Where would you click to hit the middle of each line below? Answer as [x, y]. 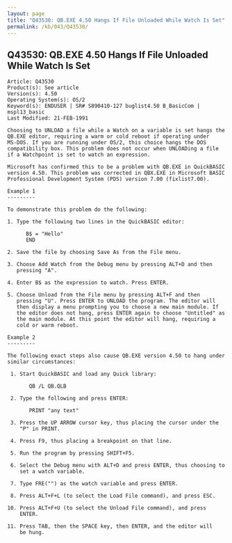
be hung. [32, 533]
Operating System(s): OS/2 [46, 100]
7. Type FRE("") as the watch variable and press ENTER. [94, 484]
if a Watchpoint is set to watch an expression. [79, 155]
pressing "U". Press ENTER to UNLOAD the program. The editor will [116, 301]
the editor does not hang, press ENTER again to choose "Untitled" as [121, 313]
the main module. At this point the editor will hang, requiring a [116, 320]
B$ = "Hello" [44, 234]
